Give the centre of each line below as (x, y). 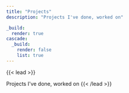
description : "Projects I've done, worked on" (65, 17)
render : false (34, 50)
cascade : (17, 39)
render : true (28, 33)
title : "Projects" (29, 12)
